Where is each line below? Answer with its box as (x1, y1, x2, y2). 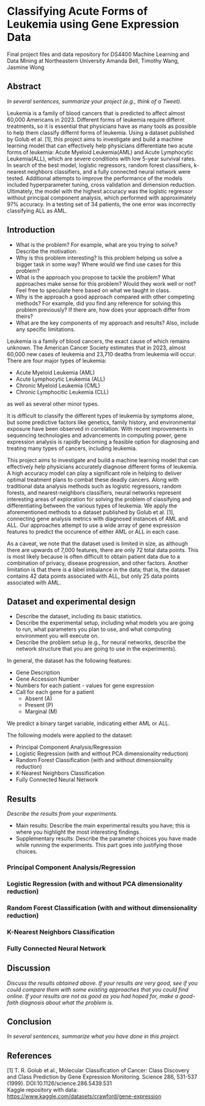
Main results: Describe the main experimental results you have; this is (15, 822, 191, 829)
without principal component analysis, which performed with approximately (7, 194, 197, 201)
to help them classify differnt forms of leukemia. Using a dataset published (7, 129, 195, 136)
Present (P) (24, 701, 54, 709)
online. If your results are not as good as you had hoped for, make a (7, 992, 179, 1000)
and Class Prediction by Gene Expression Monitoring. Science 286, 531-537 (7, 1073, 198, 1081)
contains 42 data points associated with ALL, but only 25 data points (7, 572, 179, 580)
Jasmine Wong (7, 63, 45, 71)
